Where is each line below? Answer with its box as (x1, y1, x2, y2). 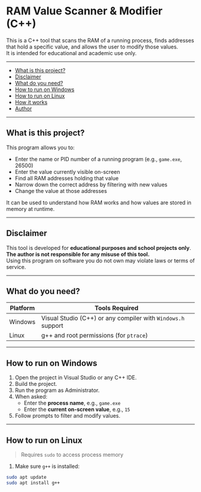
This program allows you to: (6, 144, 75, 151)
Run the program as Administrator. (14, 387, 100, 394)
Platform (10, 304, 35, 312)
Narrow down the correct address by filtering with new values (14, 181, 167, 188)
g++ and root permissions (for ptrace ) (41, 331, 148, 340)
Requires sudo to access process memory (20, 451, 124, 458)
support (41, 322, 64, 330)
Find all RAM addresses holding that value (14, 174, 119, 182)
